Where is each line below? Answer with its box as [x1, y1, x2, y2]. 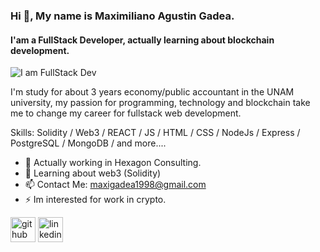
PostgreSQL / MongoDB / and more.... [10, 137, 167, 149]
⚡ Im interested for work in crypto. [24, 194, 167, 206]
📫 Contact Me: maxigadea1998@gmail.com [24, 179, 207, 191]
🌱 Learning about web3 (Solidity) [24, 167, 162, 179]
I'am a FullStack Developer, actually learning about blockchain [10, 34, 275, 46]
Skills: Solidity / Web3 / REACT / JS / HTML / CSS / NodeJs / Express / [10, 127, 301, 139]
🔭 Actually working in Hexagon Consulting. [24, 157, 202, 169]
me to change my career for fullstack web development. [10, 107, 242, 119]
